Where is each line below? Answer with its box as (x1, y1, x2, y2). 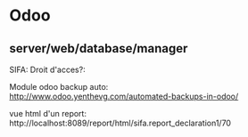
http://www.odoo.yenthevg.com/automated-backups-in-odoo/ (9, 91, 239, 101)
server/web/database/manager (9, 41, 188, 56)
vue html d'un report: (9, 109, 87, 118)
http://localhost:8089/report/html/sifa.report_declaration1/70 (9, 117, 232, 128)
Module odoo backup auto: (9, 82, 109, 92)
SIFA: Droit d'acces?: (9, 64, 87, 75)
